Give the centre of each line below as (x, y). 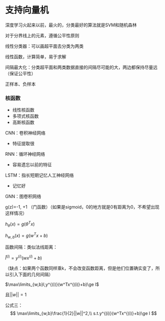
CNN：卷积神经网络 (25, 133)
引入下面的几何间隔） (31, 274)
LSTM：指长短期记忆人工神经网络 (40, 175)
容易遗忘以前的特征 (32, 165)
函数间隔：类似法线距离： (31, 247)
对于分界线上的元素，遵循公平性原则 (42, 35)
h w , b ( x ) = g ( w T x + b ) (27, 236)
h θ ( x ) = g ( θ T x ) (20, 224)
